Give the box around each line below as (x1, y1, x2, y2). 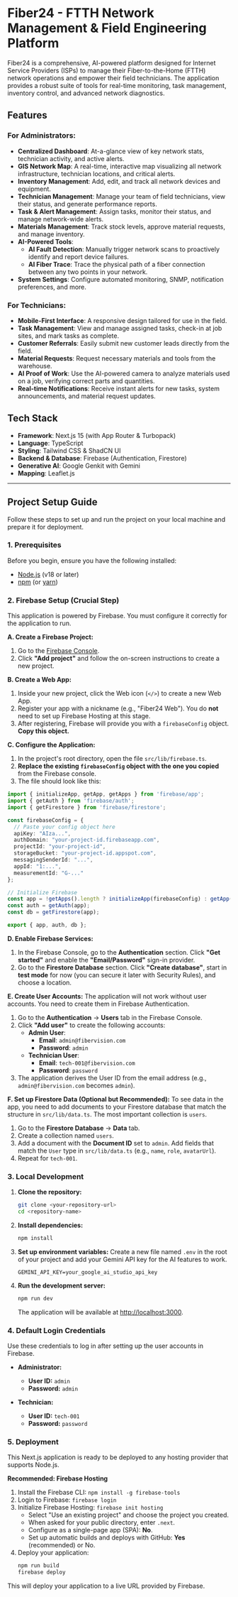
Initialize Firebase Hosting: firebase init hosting (17, 1503, 164, 1512)
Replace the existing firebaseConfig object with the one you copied (17, 762, 220, 771)
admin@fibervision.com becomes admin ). (17, 1081, 135, 1090)
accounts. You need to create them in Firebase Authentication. (7, 999, 190, 1008)
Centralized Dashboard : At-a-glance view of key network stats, (17, 147, 204, 155)
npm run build (17, 1562, 59, 1569)
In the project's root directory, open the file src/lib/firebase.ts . (17, 754, 207, 763)
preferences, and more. (17, 282, 87, 291)
